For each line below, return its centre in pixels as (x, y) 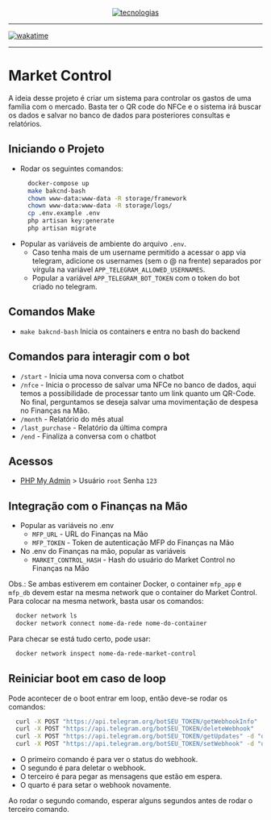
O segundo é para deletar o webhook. (83, 768)
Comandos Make (52, 312)
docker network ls (47, 616)
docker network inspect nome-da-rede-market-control (106, 653)
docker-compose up (58, 183)
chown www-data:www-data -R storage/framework (107, 198)
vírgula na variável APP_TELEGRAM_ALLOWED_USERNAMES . (119, 269)
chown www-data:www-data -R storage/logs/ (100, 206)
